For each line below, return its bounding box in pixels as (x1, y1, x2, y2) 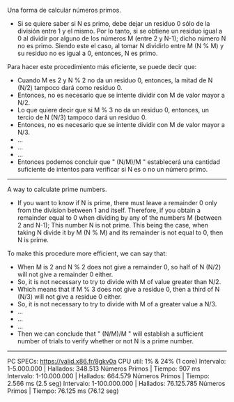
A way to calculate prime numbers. (7, 185, 107, 193)
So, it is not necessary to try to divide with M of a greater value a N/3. (17, 300, 217, 308)
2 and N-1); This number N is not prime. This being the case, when (17, 221, 209, 229)
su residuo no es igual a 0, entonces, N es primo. (17, 49, 158, 57)
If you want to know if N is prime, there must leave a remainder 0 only (17, 199, 217, 207)
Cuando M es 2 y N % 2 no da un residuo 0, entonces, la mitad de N (17, 76, 213, 84)
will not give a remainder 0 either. (17, 270, 114, 278)
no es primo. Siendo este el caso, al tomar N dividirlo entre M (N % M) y (17, 42, 224, 50)
